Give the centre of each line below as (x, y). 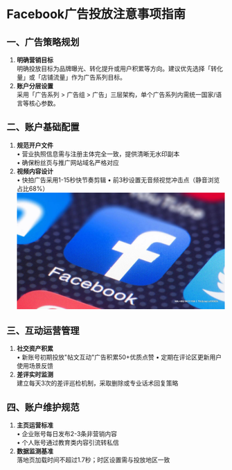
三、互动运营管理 (43, 330)
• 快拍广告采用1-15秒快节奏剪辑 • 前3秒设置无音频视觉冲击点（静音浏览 (118, 180)
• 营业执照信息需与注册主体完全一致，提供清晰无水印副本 (98, 154)
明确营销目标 (35, 60)
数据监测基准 (35, 451)
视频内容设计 (35, 171)
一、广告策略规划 (43, 42)
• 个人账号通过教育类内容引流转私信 (68, 443)
